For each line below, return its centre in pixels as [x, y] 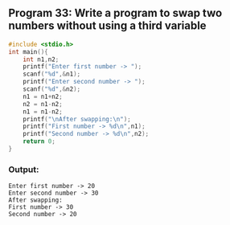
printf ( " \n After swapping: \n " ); [77, 119]
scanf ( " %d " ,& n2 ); [52, 89]
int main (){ [28, 51]
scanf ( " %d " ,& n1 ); [52, 74]
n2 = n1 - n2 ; [43, 104]
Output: [24, 170]
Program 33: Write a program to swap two [115, 13]
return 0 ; [39, 141]
